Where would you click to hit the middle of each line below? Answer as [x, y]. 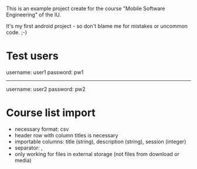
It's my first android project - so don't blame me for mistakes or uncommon [97, 26]
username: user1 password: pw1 [45, 72]
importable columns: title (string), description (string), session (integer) [100, 141]
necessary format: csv [42, 129]
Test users [32, 56]
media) [23, 160]
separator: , [28, 148]
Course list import [51, 113]
